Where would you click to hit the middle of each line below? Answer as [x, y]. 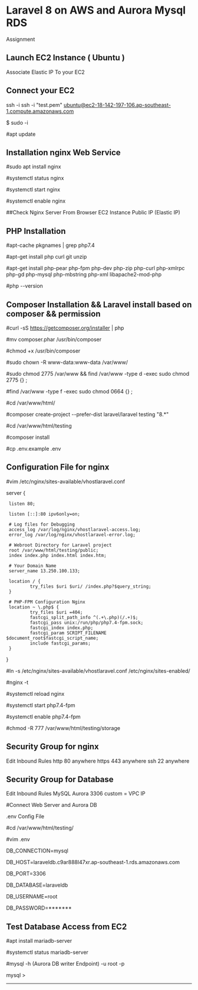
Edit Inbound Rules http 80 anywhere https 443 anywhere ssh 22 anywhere [98, 761]
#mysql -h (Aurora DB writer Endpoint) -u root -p [65, 964]
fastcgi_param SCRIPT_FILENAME [68, 633]
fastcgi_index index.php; [62, 628]
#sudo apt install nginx [34, 167]
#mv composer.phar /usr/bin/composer [54, 339]
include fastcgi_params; [60, 643]
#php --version [24, 286]
